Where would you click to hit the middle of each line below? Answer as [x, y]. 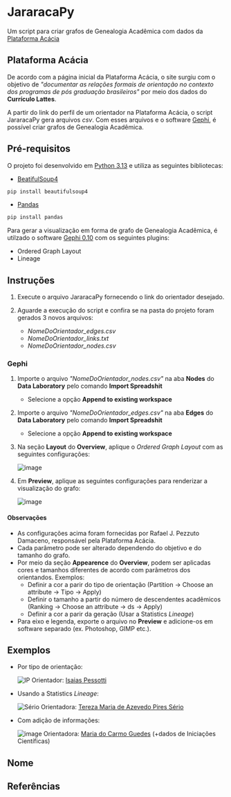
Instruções [31, 280]
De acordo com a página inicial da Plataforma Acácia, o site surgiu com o [111, 77]
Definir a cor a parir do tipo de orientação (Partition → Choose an [120, 584]
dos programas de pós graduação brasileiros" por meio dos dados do [107, 91]
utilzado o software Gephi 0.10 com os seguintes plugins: [89, 238]
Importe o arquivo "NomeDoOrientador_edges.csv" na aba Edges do [115, 413]
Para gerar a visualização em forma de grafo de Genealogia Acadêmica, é [112, 231]
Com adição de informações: [58, 720]
